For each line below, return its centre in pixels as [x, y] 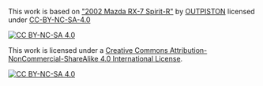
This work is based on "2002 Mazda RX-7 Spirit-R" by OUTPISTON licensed [131, 11]
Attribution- [188, 50]
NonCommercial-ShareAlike [53, 59]
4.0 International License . [141, 59]
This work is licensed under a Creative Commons [88, 50]
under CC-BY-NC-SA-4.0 [49, 20]
